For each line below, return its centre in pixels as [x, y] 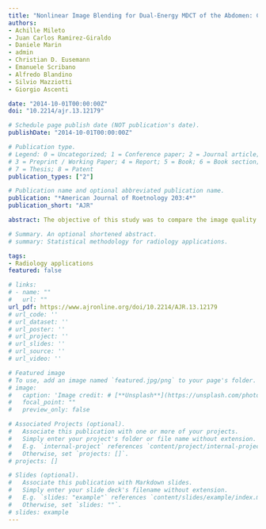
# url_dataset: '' [38, 322]
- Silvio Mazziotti [40, 82]
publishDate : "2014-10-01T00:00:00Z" [70, 133]
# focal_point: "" [42, 402]
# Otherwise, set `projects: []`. [68, 454]
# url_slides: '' [37, 344]
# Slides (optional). [44, 475]
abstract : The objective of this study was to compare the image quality [133, 220]
